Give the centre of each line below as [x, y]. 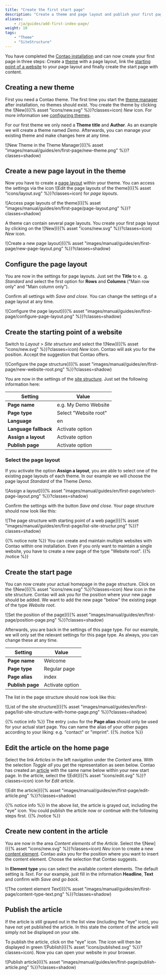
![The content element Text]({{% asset [44, 889]
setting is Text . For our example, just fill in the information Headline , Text [79, 874]
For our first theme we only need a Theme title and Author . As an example [81, 125]
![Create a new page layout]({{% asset [44, 243]
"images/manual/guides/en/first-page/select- [110, 491]
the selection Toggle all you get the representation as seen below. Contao [80, 765]
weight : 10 [16, 28]
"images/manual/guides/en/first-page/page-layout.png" [62, 208]
